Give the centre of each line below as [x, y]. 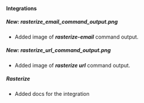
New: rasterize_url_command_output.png [58, 50]
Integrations [22, 8]
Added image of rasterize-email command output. [76, 37]
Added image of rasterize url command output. [72, 65]
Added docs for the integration [52, 94]
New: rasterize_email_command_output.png [62, 22]
